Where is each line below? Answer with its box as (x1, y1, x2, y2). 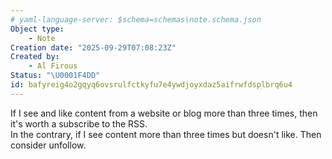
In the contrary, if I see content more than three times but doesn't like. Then (10, 128, 322, 140)
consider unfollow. (10, 139, 87, 151)
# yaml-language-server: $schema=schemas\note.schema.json (10, 14, 262, 25)
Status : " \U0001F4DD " (10, 71, 101, 81)
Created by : (10, 52, 60, 62)
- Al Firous (28, 61, 78, 71)
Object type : (10, 24, 65, 34)
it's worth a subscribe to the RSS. (10, 117, 148, 130)
